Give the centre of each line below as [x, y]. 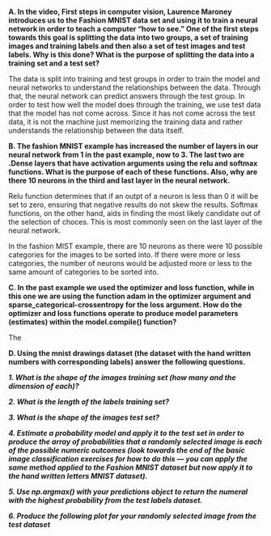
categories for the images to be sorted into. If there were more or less [125, 255]
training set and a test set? [54, 63]
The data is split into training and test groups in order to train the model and [134, 79]
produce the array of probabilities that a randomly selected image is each [135, 441]
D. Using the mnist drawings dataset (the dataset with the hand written [130, 353]
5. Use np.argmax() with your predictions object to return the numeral [128, 492]
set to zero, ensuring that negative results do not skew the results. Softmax [133, 205]
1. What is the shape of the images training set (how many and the [122, 378]
